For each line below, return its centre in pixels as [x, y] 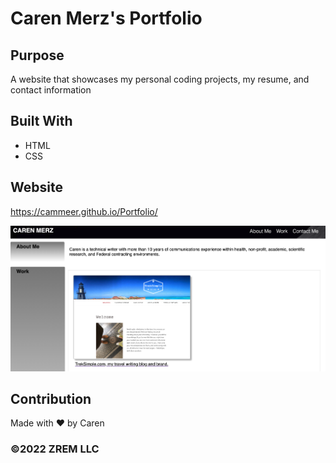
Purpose [37, 55]
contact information [51, 90]
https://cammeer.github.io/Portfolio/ [84, 211]
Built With [41, 121]
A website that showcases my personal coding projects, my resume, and [160, 79]
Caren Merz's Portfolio [106, 18]
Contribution [51, 399]
